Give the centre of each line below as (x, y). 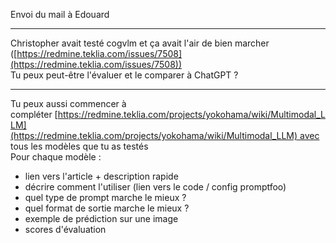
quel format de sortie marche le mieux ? (107, 208)
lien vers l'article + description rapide (101, 176)
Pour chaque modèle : (56, 157)
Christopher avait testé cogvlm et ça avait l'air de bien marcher (140, 43)
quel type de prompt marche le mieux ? (105, 197)
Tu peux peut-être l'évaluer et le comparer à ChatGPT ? (124, 75)
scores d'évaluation (65, 229)
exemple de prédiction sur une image (101, 218)
